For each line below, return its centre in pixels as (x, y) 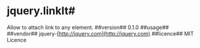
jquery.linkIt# (41, 11)
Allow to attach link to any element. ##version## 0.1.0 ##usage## (88, 27)
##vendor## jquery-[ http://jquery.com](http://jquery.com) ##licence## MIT (100, 33)
